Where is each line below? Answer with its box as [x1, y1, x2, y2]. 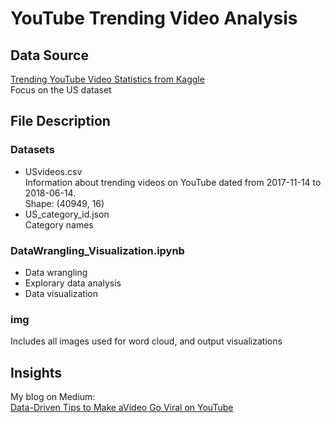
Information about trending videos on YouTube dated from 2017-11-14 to [24, 176, 322, 188]
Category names [24, 218, 94, 231]
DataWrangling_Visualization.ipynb [10, 243, 185, 257]
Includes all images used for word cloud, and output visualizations [10, 335, 283, 347]
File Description [10, 113, 111, 130]
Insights [10, 364, 63, 381]
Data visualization [24, 287, 99, 299]
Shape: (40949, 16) [24, 197, 105, 209]
